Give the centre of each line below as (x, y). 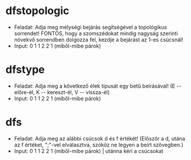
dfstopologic (37, 11)
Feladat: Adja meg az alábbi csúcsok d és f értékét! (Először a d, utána (99, 138)
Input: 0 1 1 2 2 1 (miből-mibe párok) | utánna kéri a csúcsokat (88, 151)
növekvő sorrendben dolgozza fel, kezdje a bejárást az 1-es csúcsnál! (99, 39)
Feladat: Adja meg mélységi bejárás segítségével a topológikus (90, 27)
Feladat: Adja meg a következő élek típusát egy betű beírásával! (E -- (98, 86)
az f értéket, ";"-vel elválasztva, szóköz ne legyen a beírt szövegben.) (99, 145)
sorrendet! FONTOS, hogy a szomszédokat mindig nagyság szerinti (96, 33)
